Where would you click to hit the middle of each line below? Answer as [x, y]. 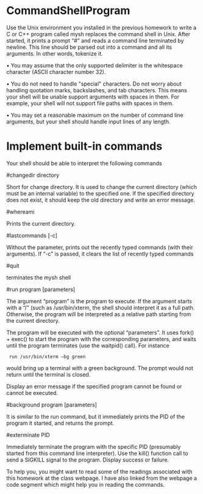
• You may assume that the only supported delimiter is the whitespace [94, 65]
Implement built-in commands [84, 146]
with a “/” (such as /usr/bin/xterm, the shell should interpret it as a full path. [101, 308]
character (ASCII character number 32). [56, 72]
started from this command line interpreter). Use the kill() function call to [97, 453]
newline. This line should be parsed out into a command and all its [89, 47]
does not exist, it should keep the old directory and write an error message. [101, 200]
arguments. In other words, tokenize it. [55, 53]
